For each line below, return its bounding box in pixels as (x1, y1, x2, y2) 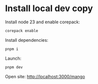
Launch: (5, 55, 22, 61)
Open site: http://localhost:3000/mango (5, 73, 85, 79)
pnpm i (5, 47, 19, 51)
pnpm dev (5, 65, 23, 69)
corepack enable (5, 28, 38, 33)
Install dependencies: (5, 37, 49, 43)
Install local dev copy (5, 3, 93, 14)
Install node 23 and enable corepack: (5, 19, 80, 25)
